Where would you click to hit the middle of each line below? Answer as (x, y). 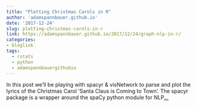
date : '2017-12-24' (31, 23)
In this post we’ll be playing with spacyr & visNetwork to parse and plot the (98, 85)
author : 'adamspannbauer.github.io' (52, 17)
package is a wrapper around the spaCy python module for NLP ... (87, 97)
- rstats (23, 57)
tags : (13, 51)
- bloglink (20, 46)
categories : (21, 40)
